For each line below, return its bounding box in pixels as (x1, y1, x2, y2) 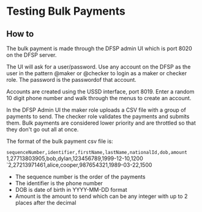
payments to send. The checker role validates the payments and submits (6, 113, 190, 120)
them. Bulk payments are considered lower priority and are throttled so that (6, 119, 196, 126)
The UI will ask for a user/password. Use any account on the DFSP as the (6, 63, 191, 70)
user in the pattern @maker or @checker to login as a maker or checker (6, 70, 187, 77)
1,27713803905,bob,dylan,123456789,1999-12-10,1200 (6, 155, 144, 162)
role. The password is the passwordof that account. (6, 76, 137, 83)
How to (6, 29, 34, 39)
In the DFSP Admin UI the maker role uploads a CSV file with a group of (6, 106, 187, 114)
